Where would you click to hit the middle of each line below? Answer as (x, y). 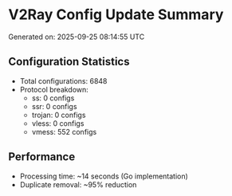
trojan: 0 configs (59, 115)
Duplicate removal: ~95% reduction (78, 184)
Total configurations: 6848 (63, 80)
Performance (42, 157)
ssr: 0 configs (54, 106)
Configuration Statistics (69, 62)
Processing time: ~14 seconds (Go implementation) (104, 176)
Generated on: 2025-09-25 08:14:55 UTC (77, 37)
